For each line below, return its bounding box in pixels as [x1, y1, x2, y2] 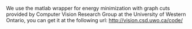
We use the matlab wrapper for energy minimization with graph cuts [6, 5, 170, 11]
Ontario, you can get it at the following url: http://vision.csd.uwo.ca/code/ [6, 17, 183, 23]
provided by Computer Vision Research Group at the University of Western [6, 11, 186, 18]
